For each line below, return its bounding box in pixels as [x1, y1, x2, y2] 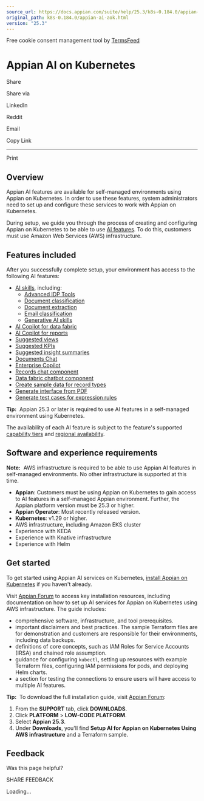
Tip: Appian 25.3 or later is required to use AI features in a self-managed [6, 405, 189, 413]
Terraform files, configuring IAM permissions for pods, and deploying [15, 662, 189, 669]
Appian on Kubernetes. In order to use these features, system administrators [6, 195, 198, 202]
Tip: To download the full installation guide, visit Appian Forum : [6, 693, 166, 700]
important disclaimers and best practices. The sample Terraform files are [15, 623, 198, 630]
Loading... [6, 788, 32, 796]
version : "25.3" [6, 20, 47, 26]
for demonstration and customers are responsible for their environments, [15, 630, 198, 637]
